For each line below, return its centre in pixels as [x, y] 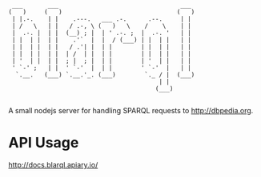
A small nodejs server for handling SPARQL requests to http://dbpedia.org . [131, 110]
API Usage [44, 143]
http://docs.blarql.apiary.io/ [53, 164]
